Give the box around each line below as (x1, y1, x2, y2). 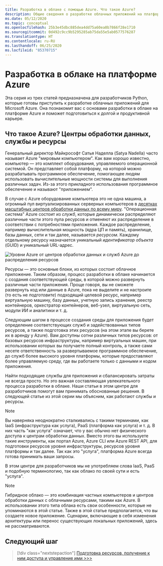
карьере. (5, 116, 24, 121)
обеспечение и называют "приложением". (5, 187, 93, 192)
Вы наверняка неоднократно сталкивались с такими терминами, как (5, 417, 149, 423)
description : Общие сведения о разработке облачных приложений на (5, 12, 142, 17)
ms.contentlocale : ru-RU (5, 39, 55, 44)
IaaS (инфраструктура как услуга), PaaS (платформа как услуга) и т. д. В (5, 423, 155, 429)
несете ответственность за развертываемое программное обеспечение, (5, 348, 158, 354)
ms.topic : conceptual (5, 20, 49, 26)
